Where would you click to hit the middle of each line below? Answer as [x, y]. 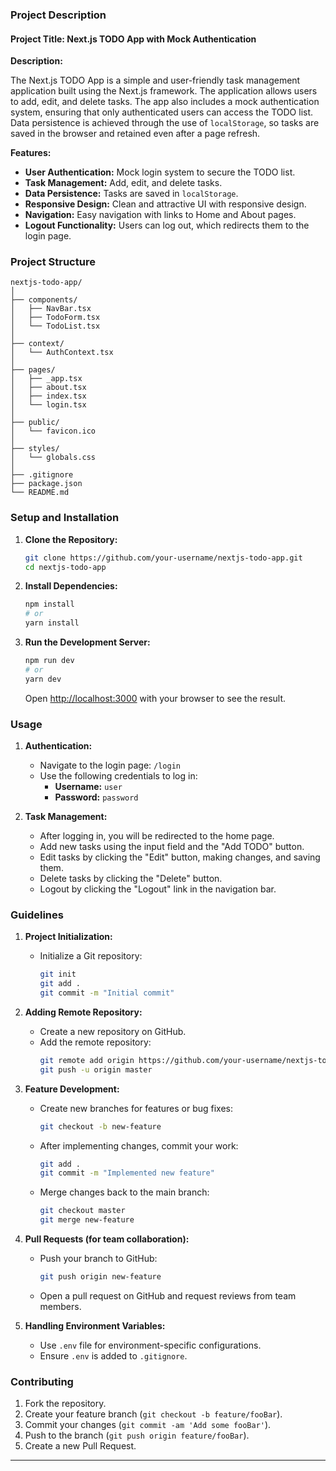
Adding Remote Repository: [83, 1012]
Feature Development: [72, 1089]
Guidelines [37, 915]
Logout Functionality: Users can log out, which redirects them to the [167, 225]
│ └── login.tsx [48, 405]
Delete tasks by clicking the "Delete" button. [131, 879]
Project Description [58, 15]
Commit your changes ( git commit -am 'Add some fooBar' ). [148, 1425]
